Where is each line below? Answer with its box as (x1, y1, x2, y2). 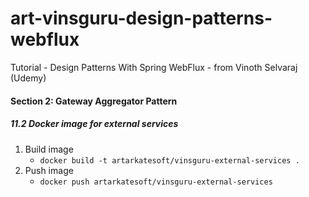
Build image (24, 143, 74, 155)
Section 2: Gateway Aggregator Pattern (10, 95, 178, 107)
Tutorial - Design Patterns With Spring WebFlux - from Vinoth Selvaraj (10, 61, 298, 73)
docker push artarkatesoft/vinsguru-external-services (39, 177, 273, 187)
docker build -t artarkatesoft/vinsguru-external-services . (39, 155, 300, 166)
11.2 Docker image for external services (10, 118, 179, 130)
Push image (24, 164, 74, 176)
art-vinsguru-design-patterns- (10, 7, 273, 30)
